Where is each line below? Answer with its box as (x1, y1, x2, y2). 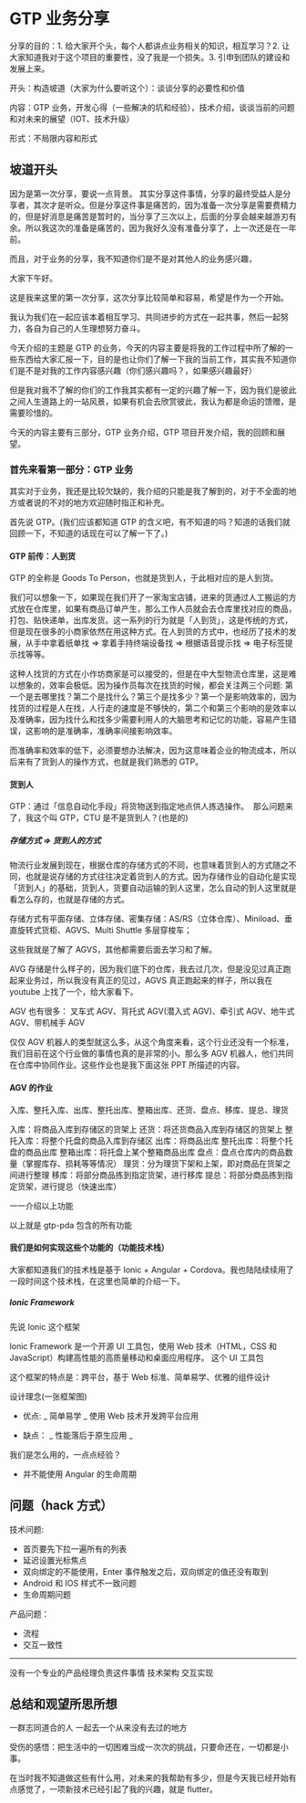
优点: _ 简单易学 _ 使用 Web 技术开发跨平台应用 (22, 1410, 199, 1421)
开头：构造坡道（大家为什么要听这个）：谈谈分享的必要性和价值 (9, 82, 245, 93)
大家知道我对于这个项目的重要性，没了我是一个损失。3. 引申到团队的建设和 (9, 51, 291, 62)
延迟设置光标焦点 (22, 1555, 87, 1566)
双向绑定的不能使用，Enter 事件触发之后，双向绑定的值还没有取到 (22, 1566, 269, 1576)
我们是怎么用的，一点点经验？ (9, 1449, 121, 1460)
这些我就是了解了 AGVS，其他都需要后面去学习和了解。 (9, 944, 217, 955)
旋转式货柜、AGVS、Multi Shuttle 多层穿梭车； (16, 924, 193, 936)
